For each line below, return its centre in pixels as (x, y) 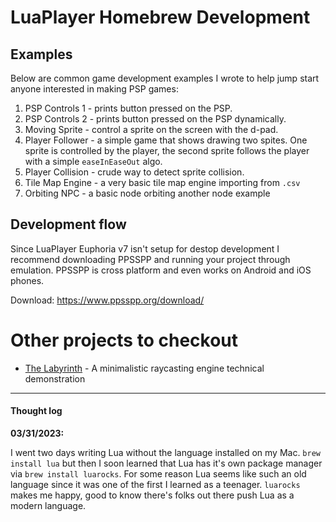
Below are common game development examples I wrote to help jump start (165, 78)
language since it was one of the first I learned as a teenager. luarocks (155, 484)
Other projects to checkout (124, 340)
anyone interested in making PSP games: (94, 89)
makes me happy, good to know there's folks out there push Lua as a (152, 495)
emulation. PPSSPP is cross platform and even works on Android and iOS (161, 270)
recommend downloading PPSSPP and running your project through (150, 259)
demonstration (55, 378)
